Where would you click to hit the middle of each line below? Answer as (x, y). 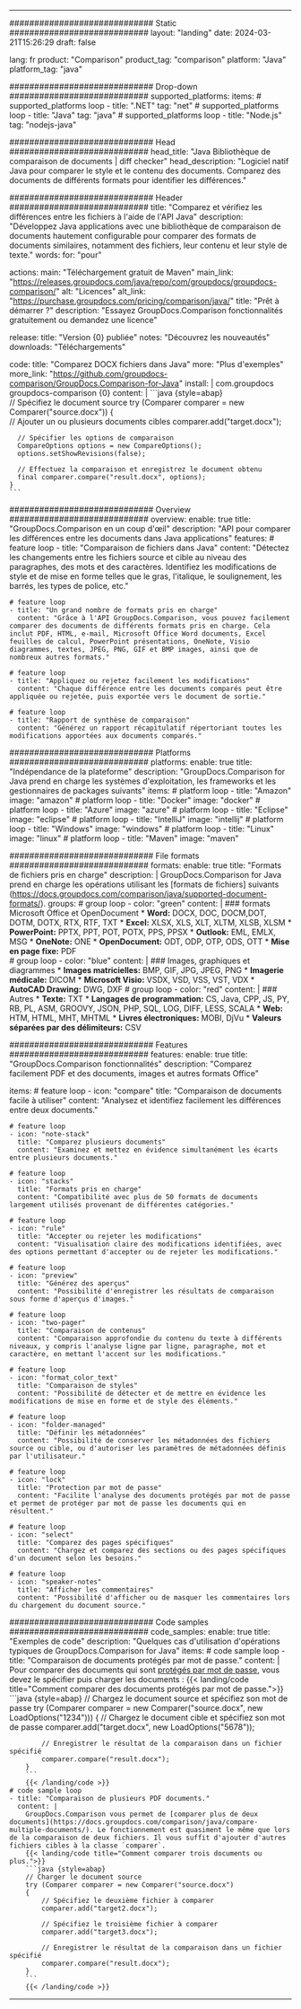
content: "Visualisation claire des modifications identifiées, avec (150, 1244)
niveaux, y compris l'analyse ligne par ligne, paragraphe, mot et (138, 1347)
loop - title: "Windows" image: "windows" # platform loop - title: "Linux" (142, 829)
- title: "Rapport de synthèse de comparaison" (100, 720)
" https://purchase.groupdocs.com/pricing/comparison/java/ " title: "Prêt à (144, 301)
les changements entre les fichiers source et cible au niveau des (128, 557)
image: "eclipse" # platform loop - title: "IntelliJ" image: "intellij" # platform (146, 819)
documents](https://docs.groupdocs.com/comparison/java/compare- (133, 1822)
